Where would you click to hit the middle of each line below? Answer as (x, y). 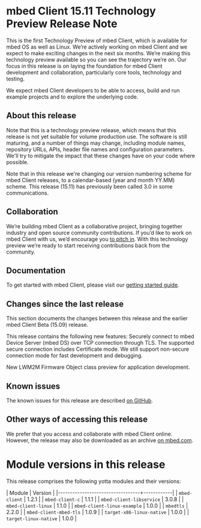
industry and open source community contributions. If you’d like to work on (99, 232)
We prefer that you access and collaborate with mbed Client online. (89, 434)
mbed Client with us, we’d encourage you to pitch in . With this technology (97, 239)
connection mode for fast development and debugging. (74, 356)
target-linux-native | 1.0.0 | (41, 518)
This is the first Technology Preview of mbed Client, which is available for (97, 40)
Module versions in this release (86, 464)
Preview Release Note (62, 24)
